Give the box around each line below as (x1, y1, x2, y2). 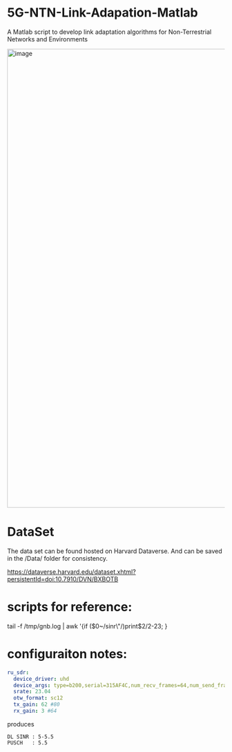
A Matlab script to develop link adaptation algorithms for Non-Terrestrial (7, 28, 212, 36)
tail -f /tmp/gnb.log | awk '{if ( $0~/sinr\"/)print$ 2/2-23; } (7, 621, 168, 630)
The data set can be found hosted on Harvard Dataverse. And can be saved (7, 547, 222, 555)
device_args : (13, 682, 51, 688)
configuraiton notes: (7, 646, 128, 662)
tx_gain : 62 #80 (13, 701, 60, 708)
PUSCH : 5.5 (7, 739, 48, 746)
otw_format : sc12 (13, 695, 64, 702)
